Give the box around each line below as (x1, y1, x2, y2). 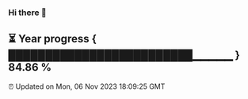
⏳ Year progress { (8, 32, 97, 46)
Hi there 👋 (8, 7, 48, 18)
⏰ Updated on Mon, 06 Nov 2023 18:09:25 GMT (8, 82, 166, 91)
